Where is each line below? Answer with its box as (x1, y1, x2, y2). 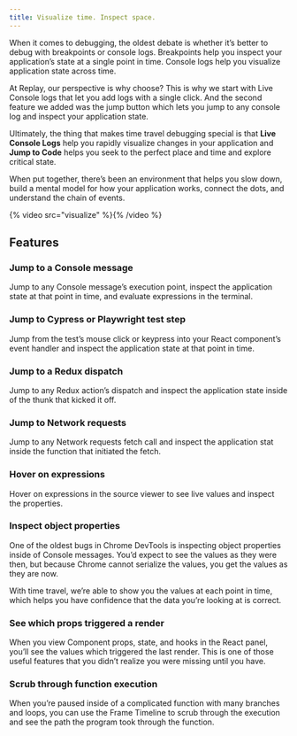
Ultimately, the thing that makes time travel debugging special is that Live (9, 128, 277, 138)
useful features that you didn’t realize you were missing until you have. (9, 656, 266, 667)
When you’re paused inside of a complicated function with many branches (9, 698, 280, 709)
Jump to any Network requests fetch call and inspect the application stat (9, 437, 274, 447)
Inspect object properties (9, 520, 121, 532)
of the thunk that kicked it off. (9, 394, 117, 405)
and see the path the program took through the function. (9, 717, 215, 727)
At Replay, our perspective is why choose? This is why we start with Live (9, 82, 274, 93)
